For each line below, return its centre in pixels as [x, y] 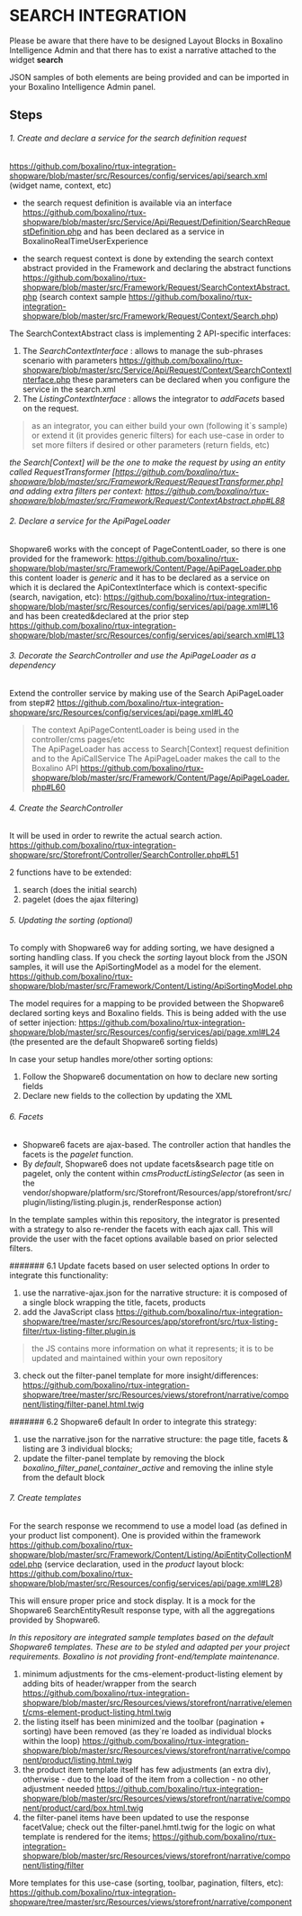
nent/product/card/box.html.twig [83, 1808]
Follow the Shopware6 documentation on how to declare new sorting [150, 1076]
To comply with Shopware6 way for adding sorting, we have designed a [142, 948]
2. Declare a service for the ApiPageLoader [90, 521]
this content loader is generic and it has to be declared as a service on [140, 577]
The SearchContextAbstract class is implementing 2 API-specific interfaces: [150, 333]
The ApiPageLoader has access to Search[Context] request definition [160, 749]
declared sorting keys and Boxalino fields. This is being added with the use [148, 1013]
